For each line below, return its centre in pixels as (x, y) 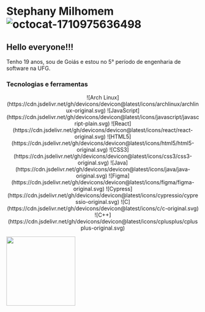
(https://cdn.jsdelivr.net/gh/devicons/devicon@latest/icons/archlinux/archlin (103, 104)
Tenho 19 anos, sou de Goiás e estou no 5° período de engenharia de (94, 62)
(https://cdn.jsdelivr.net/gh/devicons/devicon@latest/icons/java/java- (103, 170)
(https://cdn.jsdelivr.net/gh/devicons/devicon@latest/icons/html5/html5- (103, 143)
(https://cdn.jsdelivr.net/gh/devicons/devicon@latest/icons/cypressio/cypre (103, 195)
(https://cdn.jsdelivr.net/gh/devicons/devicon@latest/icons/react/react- (103, 130)
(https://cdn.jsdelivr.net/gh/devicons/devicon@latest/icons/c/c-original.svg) (103, 209)
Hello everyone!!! (40, 47)
